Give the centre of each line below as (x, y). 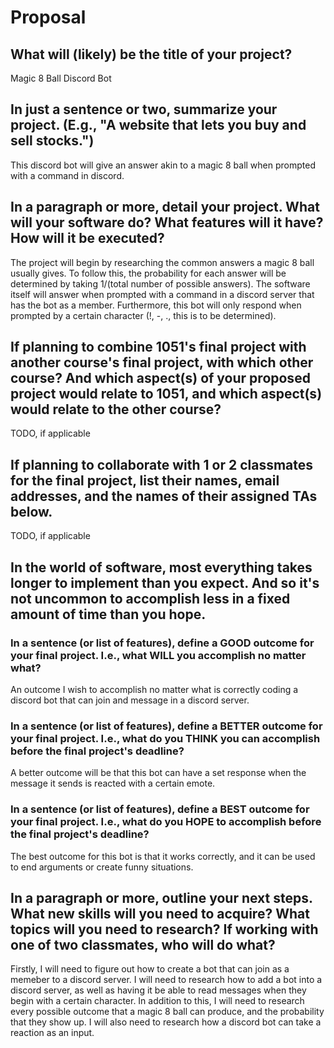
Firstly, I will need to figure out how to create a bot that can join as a (150, 969)
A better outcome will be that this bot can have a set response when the (158, 773)
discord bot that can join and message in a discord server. (130, 700)
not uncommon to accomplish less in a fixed (150, 598)
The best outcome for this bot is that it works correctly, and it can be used (163, 856)
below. (31, 511)
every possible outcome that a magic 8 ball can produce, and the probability (167, 1012)
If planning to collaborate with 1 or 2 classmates (162, 464)
